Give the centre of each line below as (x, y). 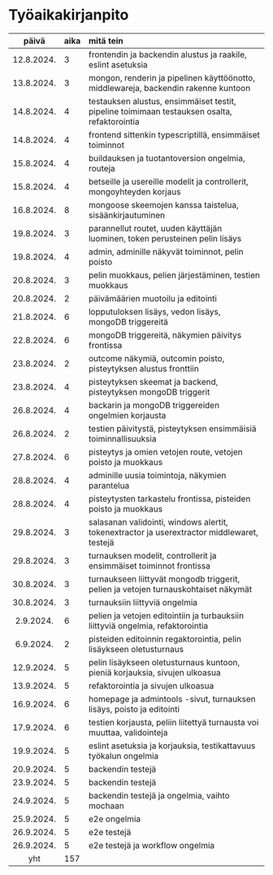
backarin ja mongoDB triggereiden (154, 405)
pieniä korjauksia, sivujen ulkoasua (154, 673)
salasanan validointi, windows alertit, (158, 522)
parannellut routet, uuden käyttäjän (155, 228)
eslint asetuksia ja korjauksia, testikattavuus (172, 746)
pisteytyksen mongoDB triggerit (149, 392)
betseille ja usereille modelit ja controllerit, (169, 181)
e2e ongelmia (114, 819)
